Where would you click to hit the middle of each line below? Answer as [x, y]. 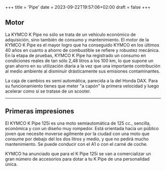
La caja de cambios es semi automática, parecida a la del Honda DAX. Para [82, 80]
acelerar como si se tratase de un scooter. [48, 91]
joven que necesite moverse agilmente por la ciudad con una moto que [77, 134]
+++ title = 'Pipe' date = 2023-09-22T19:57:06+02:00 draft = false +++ [78, 7]
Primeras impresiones [40, 111]
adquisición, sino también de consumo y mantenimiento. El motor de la [77, 39]
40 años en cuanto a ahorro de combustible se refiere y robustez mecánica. [83, 50]
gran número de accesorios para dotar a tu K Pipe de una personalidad [77, 159]
